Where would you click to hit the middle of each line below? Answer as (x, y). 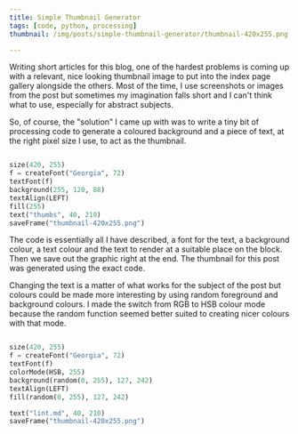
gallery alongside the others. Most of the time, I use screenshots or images (147, 86)
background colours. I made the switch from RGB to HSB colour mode (137, 304)
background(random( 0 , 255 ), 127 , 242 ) (81, 380)
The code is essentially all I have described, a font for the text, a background (149, 240)
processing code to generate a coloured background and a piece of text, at (147, 132)
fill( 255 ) (28, 206)
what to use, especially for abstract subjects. (91, 105)
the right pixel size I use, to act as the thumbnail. (98, 141)
